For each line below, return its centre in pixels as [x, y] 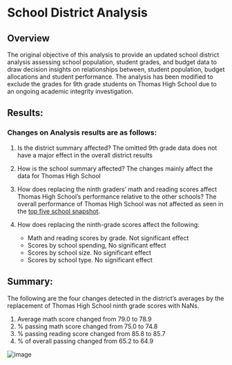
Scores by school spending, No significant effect [97, 245]
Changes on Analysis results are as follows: [82, 132]
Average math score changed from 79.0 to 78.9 [84, 319]
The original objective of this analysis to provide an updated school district [113, 55]
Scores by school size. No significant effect [89, 253]
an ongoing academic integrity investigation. [70, 91]
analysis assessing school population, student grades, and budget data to [112, 62]
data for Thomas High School [59, 176]
